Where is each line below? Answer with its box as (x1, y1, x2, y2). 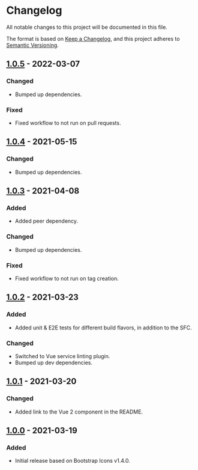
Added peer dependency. (14, 218, 79, 225)
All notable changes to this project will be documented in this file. (6, 23, 168, 31)
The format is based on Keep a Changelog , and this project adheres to (6, 35, 180, 42)
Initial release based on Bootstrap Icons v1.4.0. (14, 457, 130, 465)
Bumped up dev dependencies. (14, 359, 93, 366)
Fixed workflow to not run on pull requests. (14, 119, 121, 126)
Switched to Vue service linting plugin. (14, 352, 110, 359)
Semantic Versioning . (6, 41, 59, 49)
